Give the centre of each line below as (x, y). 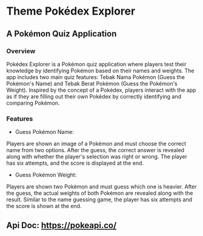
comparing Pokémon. (33, 103)
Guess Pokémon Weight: (46, 175)
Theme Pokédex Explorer (71, 11)
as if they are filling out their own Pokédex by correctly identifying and (94, 96)
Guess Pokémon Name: (44, 132)
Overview (21, 51)
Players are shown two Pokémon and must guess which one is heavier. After (101, 187)
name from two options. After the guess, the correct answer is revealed (95, 150)
